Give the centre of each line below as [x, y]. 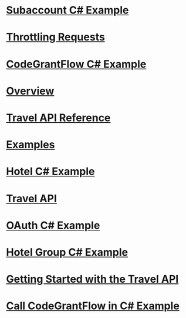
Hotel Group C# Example [67, 252]
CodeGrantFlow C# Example [76, 64]
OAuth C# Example [53, 225]
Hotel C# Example [50, 172]
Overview [30, 91]
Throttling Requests [56, 37]
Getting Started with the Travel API [92, 279]
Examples [31, 145]
